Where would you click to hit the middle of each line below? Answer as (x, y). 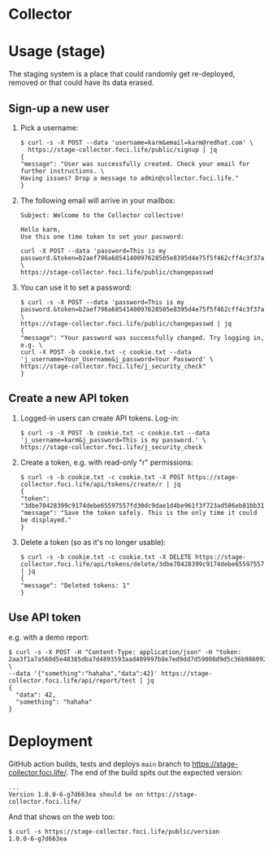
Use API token (45, 618)
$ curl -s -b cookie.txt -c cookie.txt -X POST (102, 477)
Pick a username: (49, 128)
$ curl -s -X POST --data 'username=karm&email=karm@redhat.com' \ (136, 142)
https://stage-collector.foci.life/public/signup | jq (123, 150)
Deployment (51, 741)
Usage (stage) (57, 52)
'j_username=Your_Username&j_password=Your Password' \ (117, 359)
